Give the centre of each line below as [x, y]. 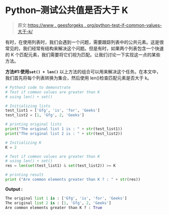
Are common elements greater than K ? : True [54, 207]
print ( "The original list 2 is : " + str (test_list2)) [64, 134]
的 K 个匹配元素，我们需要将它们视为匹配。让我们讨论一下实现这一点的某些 [83, 55]
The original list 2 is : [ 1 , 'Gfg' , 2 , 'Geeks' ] [58, 203]
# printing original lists [33, 124]
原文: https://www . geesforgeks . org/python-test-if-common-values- [90, 25]
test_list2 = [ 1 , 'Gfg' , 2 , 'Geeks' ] [45, 115]
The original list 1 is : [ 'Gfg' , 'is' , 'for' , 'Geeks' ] [66, 198]
